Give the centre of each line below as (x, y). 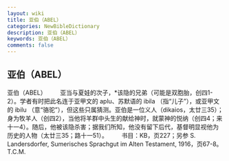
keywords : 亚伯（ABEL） (39, 39)
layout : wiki (26, 13)
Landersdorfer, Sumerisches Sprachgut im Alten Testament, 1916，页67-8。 (115, 144)
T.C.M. (17, 151)
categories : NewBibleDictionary (53, 26)
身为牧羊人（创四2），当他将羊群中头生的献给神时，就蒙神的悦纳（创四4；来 (115, 118)
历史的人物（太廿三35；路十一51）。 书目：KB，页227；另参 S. (101, 135)
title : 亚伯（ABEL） (34, 20)
